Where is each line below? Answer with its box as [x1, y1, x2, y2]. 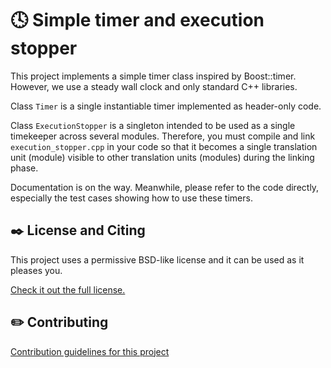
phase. [10, 162, 39, 174]
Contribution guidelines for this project [10, 345, 170, 357]
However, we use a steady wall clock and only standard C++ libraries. [10, 80, 298, 92]
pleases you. [10, 264, 63, 276]
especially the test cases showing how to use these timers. [10, 192, 253, 204]
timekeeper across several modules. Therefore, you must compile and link [10, 130, 316, 142]
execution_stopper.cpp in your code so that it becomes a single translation [10, 140, 318, 152]
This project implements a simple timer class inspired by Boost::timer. [10, 70, 297, 82]
